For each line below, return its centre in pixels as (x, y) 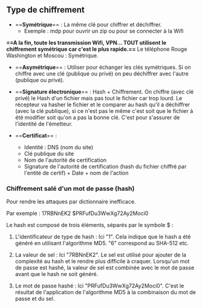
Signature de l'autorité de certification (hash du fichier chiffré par (105, 166)
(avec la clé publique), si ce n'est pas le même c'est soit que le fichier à (104, 111)
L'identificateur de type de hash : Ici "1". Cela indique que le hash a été (103, 237)
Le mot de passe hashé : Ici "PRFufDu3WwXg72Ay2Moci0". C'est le (99, 286)
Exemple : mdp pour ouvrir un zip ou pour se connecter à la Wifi (104, 31)
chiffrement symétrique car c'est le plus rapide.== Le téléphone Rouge (97, 49)
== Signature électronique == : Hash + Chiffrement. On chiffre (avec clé (104, 91)
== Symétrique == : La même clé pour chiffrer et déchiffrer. (88, 24)
